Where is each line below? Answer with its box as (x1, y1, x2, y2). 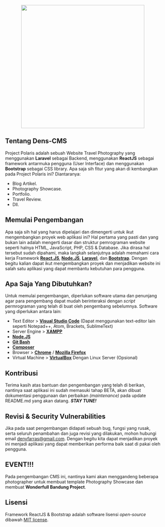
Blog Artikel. (12, 180, 37, 186)
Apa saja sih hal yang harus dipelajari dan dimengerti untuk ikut (5, 229, 134, 235)
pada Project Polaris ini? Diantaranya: (5, 171, 81, 177)
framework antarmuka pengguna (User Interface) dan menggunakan (5, 160, 144, 166)
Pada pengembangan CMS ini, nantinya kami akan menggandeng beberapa (5, 473, 159, 479)
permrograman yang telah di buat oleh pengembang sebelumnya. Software (5, 303, 158, 309)
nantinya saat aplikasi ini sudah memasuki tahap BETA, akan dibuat (5, 387, 141, 393)
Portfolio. (12, 191, 31, 197)
